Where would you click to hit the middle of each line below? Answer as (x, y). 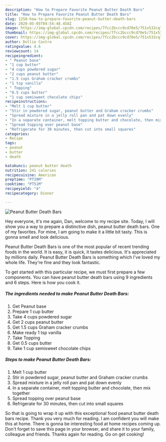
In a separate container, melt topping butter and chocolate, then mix (81, 388)
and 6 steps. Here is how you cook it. (43, 282)
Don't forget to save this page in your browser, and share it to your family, (80, 429)
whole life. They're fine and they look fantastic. (53, 262)
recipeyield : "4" (23, 189)
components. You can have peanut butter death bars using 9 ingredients (79, 277)
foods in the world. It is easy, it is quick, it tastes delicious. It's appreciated (81, 252)
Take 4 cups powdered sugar (42, 316)
